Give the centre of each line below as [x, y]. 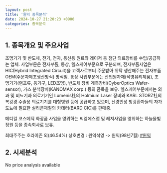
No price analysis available [33, 165]
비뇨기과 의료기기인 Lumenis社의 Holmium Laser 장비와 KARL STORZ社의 [89, 96]
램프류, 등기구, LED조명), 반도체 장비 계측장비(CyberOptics [77, 83]
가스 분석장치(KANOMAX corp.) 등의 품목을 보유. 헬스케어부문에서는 [90, 89]
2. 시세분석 [21, 153]
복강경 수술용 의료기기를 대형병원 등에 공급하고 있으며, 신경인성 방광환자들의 [79, 102]
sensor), [14, 89]
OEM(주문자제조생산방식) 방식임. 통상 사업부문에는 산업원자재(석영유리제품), [79, 77]
